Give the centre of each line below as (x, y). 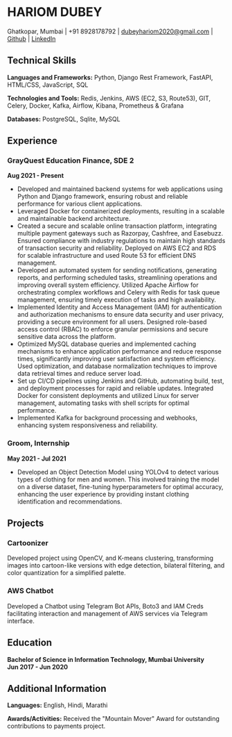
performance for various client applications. (80, 204)
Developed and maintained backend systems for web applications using (120, 189)
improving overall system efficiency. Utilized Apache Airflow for (108, 285)
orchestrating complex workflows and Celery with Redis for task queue (118, 292)
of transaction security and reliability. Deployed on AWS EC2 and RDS (117, 248)
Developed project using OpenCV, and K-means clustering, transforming (110, 558)
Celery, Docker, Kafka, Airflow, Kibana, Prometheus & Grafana (96, 106)
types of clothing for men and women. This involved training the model (118, 479)
